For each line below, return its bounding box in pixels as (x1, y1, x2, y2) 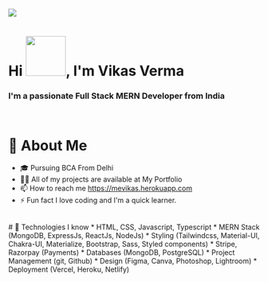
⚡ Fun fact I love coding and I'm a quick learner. (19, 195, 177, 206)
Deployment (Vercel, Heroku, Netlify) (8, 264, 130, 274)
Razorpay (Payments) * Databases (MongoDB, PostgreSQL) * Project (8, 248, 235, 257)
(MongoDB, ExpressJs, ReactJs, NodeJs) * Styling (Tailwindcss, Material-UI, (8, 231, 260, 241)
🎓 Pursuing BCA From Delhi (19, 163, 114, 173)
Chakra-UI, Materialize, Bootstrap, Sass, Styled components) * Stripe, (8, 239, 238, 249)
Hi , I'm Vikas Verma (8, 62, 185, 80)
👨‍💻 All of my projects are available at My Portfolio (19, 174, 183, 184)
